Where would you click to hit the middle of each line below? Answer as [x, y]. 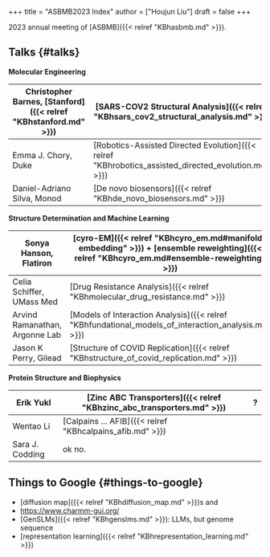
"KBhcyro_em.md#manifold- [211, 238]
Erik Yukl [33, 402]
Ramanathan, [37, 324]
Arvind [25, 315]
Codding [29, 454]
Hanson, [37, 253]
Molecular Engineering [47, 71]
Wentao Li [31, 426]
